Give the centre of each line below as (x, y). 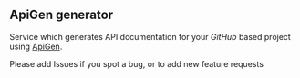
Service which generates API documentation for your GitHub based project (150, 36)
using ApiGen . (36, 46)
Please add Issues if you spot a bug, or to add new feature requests (137, 63)
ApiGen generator (62, 15)
